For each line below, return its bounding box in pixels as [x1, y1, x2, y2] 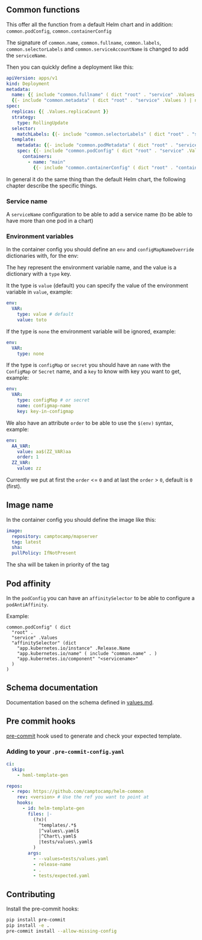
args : [28, 850, 42, 856]
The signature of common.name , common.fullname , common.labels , [6, 39, 161, 46]
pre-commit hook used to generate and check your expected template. [6, 732, 182, 739]
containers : [22, 154, 52, 160]
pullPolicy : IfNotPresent [11, 550, 77, 556]
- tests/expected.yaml [32, 873, 90, 879]
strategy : [11, 114, 36, 120]
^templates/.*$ [38, 822, 77, 828]
